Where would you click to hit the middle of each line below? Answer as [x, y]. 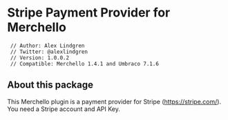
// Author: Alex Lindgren [47, 46]
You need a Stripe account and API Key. [64, 109]
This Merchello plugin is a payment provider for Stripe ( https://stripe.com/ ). [114, 101]
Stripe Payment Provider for [89, 13]
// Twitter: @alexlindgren [49, 52]
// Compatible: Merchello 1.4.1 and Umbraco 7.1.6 [84, 63]
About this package [50, 85]
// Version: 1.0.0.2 [40, 58]
